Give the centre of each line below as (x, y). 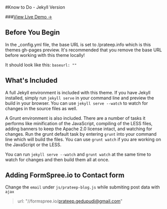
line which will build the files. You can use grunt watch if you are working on (83, 139)
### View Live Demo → (29, 17)
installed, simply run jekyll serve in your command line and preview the (80, 98)
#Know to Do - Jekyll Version (35, 7)
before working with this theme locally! (45, 55)
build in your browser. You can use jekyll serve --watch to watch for (77, 103)
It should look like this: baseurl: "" (41, 65)
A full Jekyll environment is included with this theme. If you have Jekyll (78, 92)
